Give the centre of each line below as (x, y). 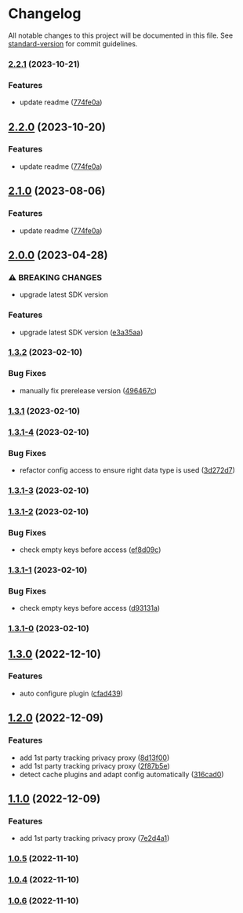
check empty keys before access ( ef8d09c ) (90, 550)
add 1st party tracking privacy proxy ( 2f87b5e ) (94, 765)
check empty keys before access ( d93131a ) (90, 608)
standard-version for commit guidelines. (73, 43)
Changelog (45, 14)
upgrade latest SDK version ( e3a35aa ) (81, 332)
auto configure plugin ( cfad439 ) (71, 693)
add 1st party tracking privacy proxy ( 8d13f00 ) (94, 758)
